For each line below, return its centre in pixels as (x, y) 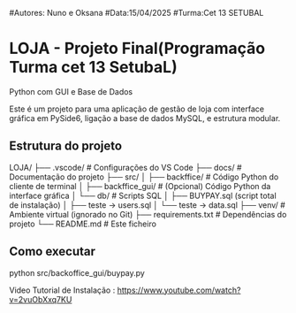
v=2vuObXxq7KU (41, 299)
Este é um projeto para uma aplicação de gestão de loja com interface (137, 109)
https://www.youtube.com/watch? (179, 290)
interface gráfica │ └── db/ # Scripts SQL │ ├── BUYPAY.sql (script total (143, 195)
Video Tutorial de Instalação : (62, 290)
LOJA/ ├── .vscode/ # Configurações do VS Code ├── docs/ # (125, 167)
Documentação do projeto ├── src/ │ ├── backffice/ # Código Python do (144, 177)
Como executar (52, 252)
